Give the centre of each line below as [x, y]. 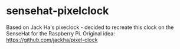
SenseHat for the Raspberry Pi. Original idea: [60, 33]
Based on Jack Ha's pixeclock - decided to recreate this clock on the [90, 27]
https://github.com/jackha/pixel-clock [52, 40]
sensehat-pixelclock [58, 11]
